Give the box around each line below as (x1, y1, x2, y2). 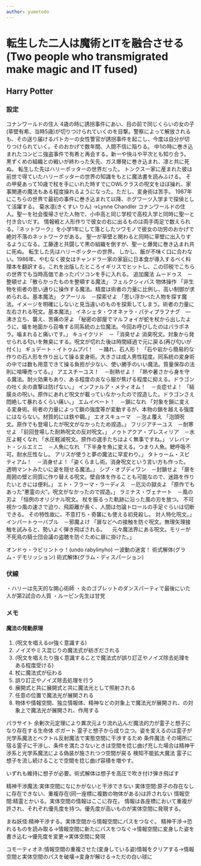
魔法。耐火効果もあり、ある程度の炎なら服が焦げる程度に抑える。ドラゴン (11, 375, 195, 383)
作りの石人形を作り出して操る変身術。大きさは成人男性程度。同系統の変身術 (6, 353, 195, 360)
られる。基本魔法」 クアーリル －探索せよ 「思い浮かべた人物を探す (11, 292, 182, 300)
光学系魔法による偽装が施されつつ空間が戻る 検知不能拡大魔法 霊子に (22, 749, 193, 757)
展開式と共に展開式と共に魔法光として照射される (14, 684, 136, 691)
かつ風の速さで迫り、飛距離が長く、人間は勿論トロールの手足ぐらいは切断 (11, 503, 195, 510)
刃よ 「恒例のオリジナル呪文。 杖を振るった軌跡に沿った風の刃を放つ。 (6, 495, 182, 503)
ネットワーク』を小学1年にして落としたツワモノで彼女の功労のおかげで (19, 225, 194, 232)
